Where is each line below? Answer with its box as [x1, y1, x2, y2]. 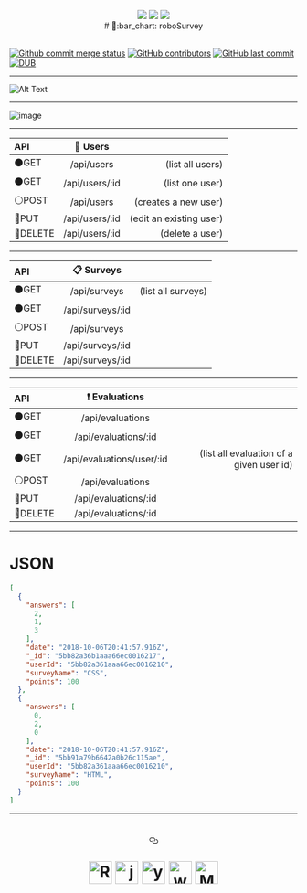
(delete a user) [159, 228, 224, 239]
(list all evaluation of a [199, 447, 293, 460]
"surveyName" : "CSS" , [26, 668, 108, 677]
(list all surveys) [139, 284, 208, 297]
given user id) [234, 459, 293, 471]
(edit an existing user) [129, 212, 224, 225]
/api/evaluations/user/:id [63, 452, 168, 465]
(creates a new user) [133, 196, 224, 208]
